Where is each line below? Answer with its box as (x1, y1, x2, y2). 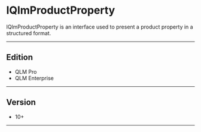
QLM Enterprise (14, 74, 54, 81)
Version (6, 98, 36, 108)
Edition (6, 52, 33, 62)
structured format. (6, 29, 51, 36)
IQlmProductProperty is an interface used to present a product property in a (6, 23, 193, 30)
